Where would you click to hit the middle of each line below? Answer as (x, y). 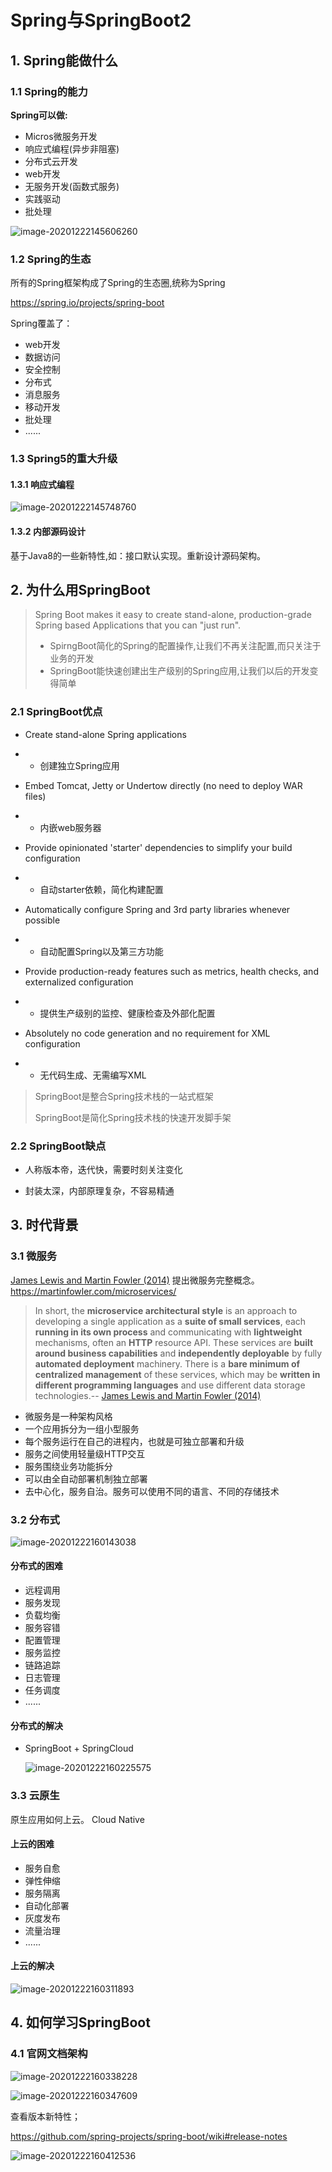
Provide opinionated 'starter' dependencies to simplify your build (158, 847)
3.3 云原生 (35, 1796)
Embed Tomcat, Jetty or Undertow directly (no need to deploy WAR (163, 785)
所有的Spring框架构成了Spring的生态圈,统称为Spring (118, 283)
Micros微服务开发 (61, 136)
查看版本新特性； (45, 2116)
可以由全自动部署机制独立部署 (86, 1478)
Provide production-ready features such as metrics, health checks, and (171, 971)
